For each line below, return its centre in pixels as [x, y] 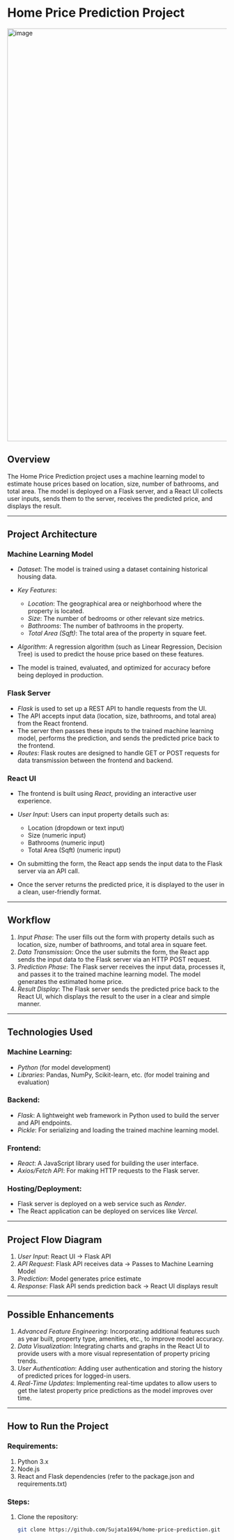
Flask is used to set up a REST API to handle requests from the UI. [112, 708]
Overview [29, 460]
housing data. [37, 577]
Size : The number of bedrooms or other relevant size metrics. [116, 619]
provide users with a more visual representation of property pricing [114, 1354]
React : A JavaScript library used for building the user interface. [108, 1163]
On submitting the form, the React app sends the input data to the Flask [120, 864]
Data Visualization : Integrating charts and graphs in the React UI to [114, 1346]
